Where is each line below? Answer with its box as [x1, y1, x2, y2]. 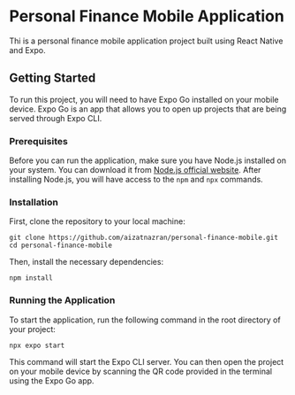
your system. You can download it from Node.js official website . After [9, 165, 261, 175]
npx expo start [9, 341, 65, 350]
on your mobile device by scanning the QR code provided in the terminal [9, 366, 272, 376]
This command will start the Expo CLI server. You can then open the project [9, 356, 284, 367]
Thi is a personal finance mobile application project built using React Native [9, 35, 284, 46]
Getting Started [9, 71, 96, 86]
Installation [9, 196, 59, 208]
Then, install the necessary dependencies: [9, 257, 164, 267]
